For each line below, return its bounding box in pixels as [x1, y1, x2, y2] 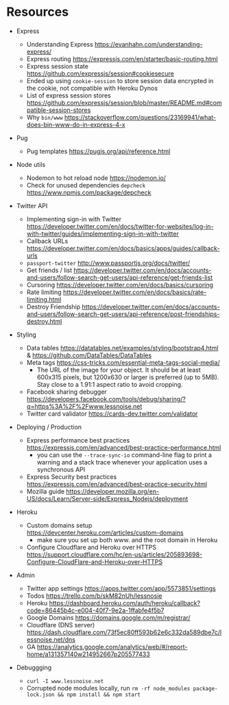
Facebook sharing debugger [26, 388, 107, 396]
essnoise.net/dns [26, 635, 76, 643]
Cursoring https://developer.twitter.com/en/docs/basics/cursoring [26, 280, 214, 289]
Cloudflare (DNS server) [26, 620, 95, 629]
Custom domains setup [26, 521, 93, 529]
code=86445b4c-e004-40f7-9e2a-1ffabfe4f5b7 [26, 606, 165, 614]
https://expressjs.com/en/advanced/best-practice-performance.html [26, 443, 221, 451]
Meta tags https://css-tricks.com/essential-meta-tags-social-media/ [26, 358, 220, 366]
